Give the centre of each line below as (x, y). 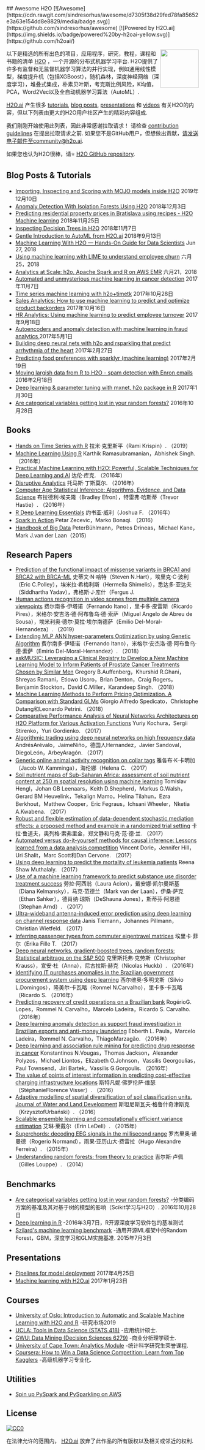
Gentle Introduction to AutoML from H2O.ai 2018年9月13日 (88, 236)
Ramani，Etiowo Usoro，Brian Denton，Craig (94, 680)
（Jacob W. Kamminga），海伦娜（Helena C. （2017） (83, 768)
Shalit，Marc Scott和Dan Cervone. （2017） (80, 856)
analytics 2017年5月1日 (44, 336)
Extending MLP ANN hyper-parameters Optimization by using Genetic (103, 636)
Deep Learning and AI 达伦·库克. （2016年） (70, 475)
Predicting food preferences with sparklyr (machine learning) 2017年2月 (106, 358)
